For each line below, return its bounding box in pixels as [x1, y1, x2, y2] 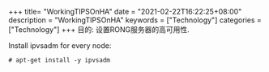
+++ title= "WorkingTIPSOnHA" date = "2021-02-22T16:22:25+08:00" [8, 7, 242, 16]
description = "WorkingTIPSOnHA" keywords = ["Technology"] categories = [8, 15, 262, 25]
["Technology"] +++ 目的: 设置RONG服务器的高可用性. [8, 25, 190, 34]
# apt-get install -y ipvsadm [8, 56, 111, 64]
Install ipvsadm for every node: [8, 41, 112, 50]
